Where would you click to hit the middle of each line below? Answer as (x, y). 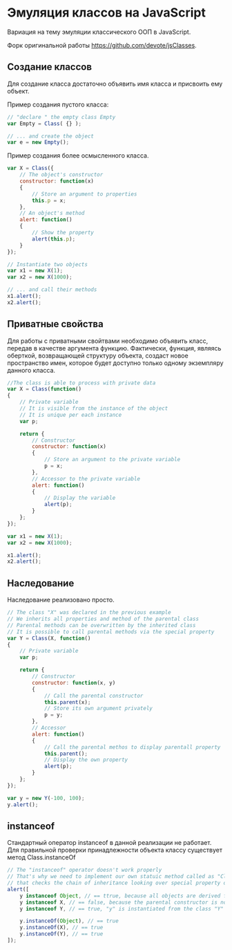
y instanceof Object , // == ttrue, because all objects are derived (120, 896)
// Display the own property (86, 760)
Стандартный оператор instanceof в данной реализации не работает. (109, 843)
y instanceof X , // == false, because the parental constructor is (118, 902)
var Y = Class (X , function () (49, 638)
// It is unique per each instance (71, 415)
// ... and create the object (51, 136)
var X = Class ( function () (44, 389)
